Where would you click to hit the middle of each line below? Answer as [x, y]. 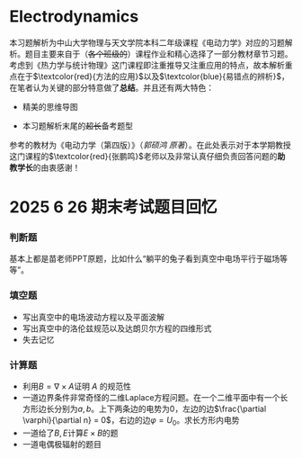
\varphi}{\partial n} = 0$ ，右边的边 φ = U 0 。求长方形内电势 [131, 421]
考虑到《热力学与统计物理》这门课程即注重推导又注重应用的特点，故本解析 [147, 65]
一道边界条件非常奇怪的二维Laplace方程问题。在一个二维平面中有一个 [151, 398]
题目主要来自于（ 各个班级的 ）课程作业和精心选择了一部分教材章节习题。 [159, 54]
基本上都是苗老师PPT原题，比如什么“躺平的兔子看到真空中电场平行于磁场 [145, 259]
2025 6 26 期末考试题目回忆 [113, 207]
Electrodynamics [74, 17]
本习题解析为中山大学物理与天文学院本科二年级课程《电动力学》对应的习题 [147, 42]
